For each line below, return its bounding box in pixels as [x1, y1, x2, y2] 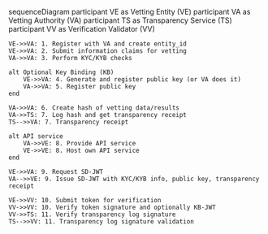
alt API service [8, 132, 63, 141]
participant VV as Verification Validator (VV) [8, 24, 156, 33]
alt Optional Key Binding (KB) [8, 68, 115, 76]
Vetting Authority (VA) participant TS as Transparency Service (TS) [8, 15, 233, 25]
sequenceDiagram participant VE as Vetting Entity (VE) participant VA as [8, 7, 251, 16]
